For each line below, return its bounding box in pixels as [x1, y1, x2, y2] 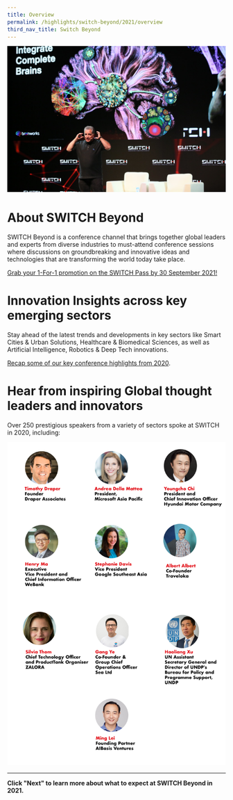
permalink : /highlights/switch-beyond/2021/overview [7, 18, 163, 26]
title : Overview [7, 11, 54, 18]
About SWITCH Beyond [7, 210, 144, 226]
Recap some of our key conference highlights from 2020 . [7, 359, 171, 367]
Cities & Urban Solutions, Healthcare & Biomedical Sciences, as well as [7, 338, 210, 346]
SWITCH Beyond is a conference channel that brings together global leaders [7, 233, 226, 241]
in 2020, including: [7, 428, 61, 436]
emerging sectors [7, 308, 112, 323]
